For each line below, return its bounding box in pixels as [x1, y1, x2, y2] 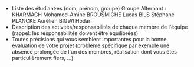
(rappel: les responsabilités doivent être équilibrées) [11, 30, 139, 37]
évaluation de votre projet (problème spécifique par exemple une [11, 42, 170, 49]
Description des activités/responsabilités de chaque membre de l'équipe [11, 23, 188, 30]
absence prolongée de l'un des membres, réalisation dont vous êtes [11, 48, 177, 55]
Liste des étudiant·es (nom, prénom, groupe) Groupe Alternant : [11, 5, 166, 12]
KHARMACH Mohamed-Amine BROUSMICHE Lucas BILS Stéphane [11, 11, 175, 18]
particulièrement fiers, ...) [11, 55, 74, 61]
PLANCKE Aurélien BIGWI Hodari [11, 17, 93, 24]
